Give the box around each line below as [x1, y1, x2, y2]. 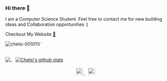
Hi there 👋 [5, 5, 31, 12]
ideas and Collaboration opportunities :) [5, 21, 89, 27]
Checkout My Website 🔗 [5, 31, 56, 37]
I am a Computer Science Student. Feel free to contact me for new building [5, 16, 162, 22]
